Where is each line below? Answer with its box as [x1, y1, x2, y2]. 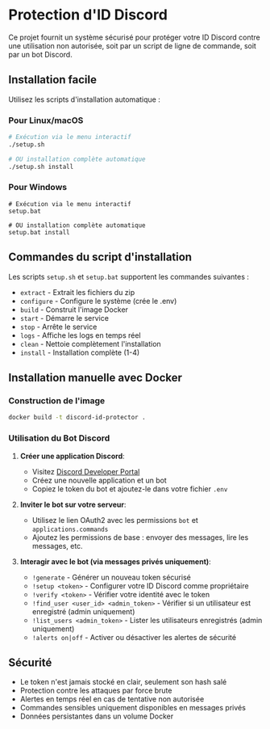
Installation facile [8, 73, 97, 86]
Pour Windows [8, 182, 68, 193]
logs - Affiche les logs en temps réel [19, 330, 141, 340]
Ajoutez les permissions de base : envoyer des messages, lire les [31, 532, 249, 542]
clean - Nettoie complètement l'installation [19, 339, 161, 348]
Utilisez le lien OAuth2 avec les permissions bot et [31, 515, 199, 525]
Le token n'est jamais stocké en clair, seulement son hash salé [19, 677, 227, 687]
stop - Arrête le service [19, 322, 98, 331]
